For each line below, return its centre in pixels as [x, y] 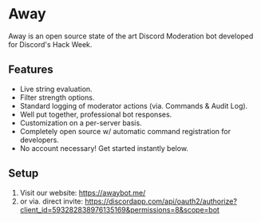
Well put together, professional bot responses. [96, 114]
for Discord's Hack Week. [50, 44]
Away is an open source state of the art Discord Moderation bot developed [131, 36]
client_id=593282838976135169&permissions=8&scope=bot [119, 209]
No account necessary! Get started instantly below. [104, 148]
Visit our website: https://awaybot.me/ [83, 192]
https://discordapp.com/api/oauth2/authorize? [161, 201]
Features [31, 70]
